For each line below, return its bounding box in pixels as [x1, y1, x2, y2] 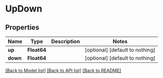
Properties [5, 23, 39, 32]
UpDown [5, 3, 43, 15]
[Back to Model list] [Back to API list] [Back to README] [5, 67, 121, 73]
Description [51, 38, 80, 45]
